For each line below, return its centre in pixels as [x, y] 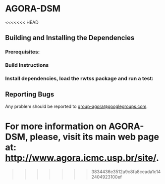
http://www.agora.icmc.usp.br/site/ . [82, 158]
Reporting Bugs [30, 94]
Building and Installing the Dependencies [70, 38]
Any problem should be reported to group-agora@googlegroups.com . [76, 106]
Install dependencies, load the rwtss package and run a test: [79, 79]
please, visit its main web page [94, 137]
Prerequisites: [23, 52]
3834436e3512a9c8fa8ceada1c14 [126, 172]
